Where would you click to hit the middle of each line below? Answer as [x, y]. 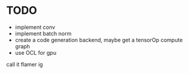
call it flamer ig [25, 64]
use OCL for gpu [36, 52]
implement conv [35, 27]
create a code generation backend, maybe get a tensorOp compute [99, 40]
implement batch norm [43, 33]
